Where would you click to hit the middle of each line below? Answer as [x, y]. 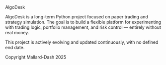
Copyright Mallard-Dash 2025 [36, 57]
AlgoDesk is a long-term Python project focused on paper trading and [77, 17]
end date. [15, 47]
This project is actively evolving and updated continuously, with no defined [82, 42]
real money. [17, 32]
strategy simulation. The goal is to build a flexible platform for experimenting [83, 22]
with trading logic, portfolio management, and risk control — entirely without [83, 27]
